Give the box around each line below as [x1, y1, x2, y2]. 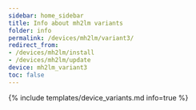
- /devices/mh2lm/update [8, 57, 91, 65]
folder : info [8, 26, 52, 34]
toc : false [8, 71, 45, 79]
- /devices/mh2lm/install [8, 49, 94, 57]
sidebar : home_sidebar [8, 11, 84, 20]
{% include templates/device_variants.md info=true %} [8, 92, 189, 102]
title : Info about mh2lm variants [8, 19, 124, 27]
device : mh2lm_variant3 [8, 64, 88, 72]
